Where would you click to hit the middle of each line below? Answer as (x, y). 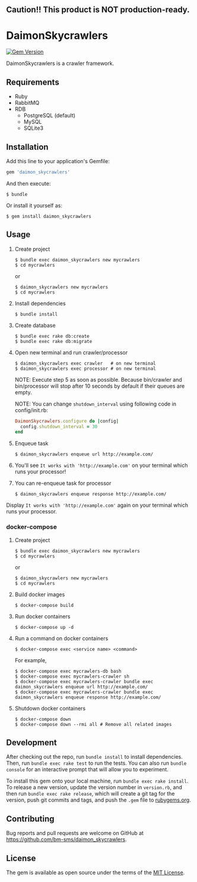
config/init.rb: (31, 410)
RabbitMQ (27, 103)
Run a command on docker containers (61, 638)
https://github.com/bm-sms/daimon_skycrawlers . (66, 840)
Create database (35, 325)
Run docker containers (42, 616)
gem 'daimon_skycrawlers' (38, 172)
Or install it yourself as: (34, 205)
